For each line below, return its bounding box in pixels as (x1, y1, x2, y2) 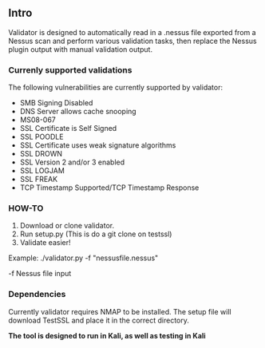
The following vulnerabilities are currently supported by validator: (8, 83, 223, 93)
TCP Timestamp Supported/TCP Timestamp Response (19, 183, 200, 192)
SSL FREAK (19, 175, 58, 184)
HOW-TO (8, 203, 44, 214)
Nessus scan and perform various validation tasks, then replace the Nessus (8, 36, 257, 45)
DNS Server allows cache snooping (19, 107, 137, 117)
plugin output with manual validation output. (8, 44, 153, 54)
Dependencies (8, 289, 66, 300)
